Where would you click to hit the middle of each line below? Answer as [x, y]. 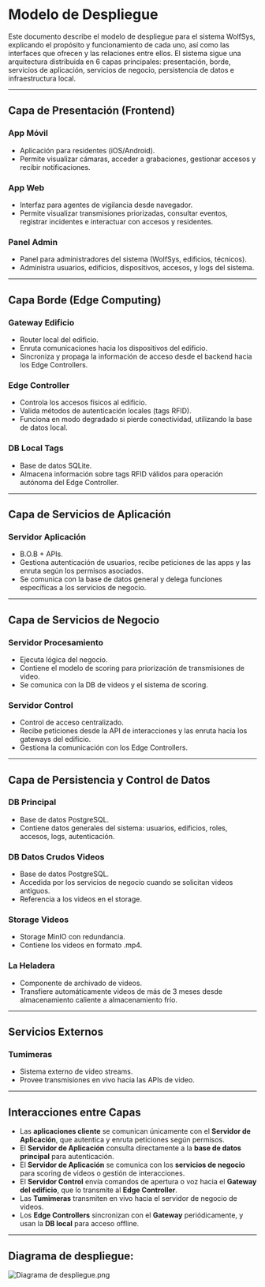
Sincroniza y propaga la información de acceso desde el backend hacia [136, 356]
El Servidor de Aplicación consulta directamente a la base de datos [131, 1148]
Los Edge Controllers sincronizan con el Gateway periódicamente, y [131, 1215]
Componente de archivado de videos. [81, 983]
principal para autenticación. [67, 1157]
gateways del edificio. [55, 739]
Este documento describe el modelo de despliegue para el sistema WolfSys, [132, 36]
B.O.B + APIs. [41, 554]
